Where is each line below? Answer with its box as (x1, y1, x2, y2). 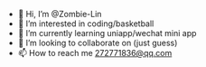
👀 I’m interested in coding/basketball (17, 18, 154, 29)
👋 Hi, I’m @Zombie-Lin (17, 9, 102, 19)
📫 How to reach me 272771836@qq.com (17, 48, 173, 58)
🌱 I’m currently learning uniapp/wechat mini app (17, 28, 197, 38)
